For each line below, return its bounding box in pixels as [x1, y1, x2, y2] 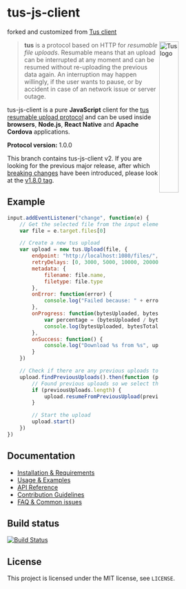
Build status [7, 517, 60, 529]
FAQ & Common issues [17, 497, 83, 506]
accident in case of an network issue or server [23, 85, 156, 93]
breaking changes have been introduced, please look [7, 169, 158, 177]
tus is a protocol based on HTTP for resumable [23, 41, 158, 49]
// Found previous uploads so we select [32, 380, 149, 387]
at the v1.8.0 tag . [7, 176, 54, 184]
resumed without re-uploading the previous [23, 63, 148, 71]
